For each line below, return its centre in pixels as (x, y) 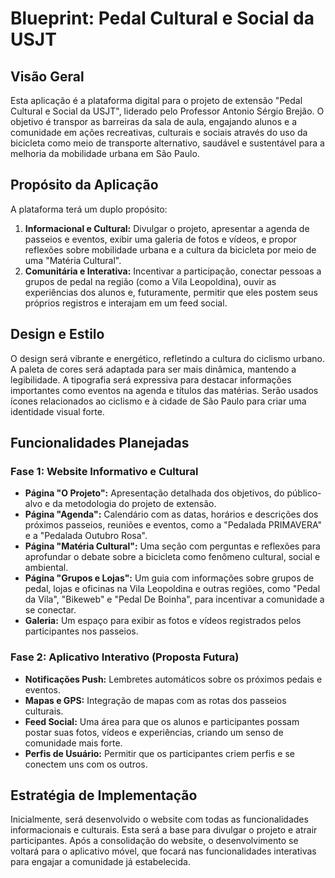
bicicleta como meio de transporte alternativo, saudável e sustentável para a (167, 143)
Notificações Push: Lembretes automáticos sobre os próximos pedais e (173, 679)
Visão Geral (47, 76)
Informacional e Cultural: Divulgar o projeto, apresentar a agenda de (167, 228)
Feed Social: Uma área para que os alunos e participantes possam (162, 721)
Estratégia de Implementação (104, 795)
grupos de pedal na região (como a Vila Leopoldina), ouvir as (150, 281)
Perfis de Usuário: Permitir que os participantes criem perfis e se (160, 753)
